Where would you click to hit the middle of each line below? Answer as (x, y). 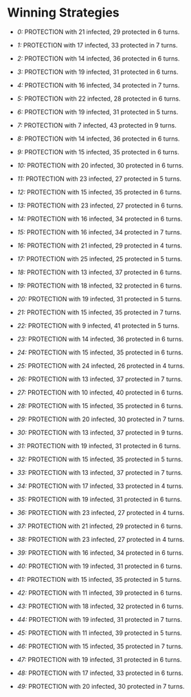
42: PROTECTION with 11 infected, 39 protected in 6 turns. (100, 593)
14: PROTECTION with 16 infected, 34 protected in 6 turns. (100, 219)
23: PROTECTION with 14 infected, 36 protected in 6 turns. (100, 339)
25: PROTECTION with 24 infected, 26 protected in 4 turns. (101, 365)
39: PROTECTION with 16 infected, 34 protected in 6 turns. (100, 552)
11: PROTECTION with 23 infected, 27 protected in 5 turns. (99, 179)
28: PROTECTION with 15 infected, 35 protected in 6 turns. (100, 405)
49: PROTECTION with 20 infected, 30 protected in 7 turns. (101, 686)
